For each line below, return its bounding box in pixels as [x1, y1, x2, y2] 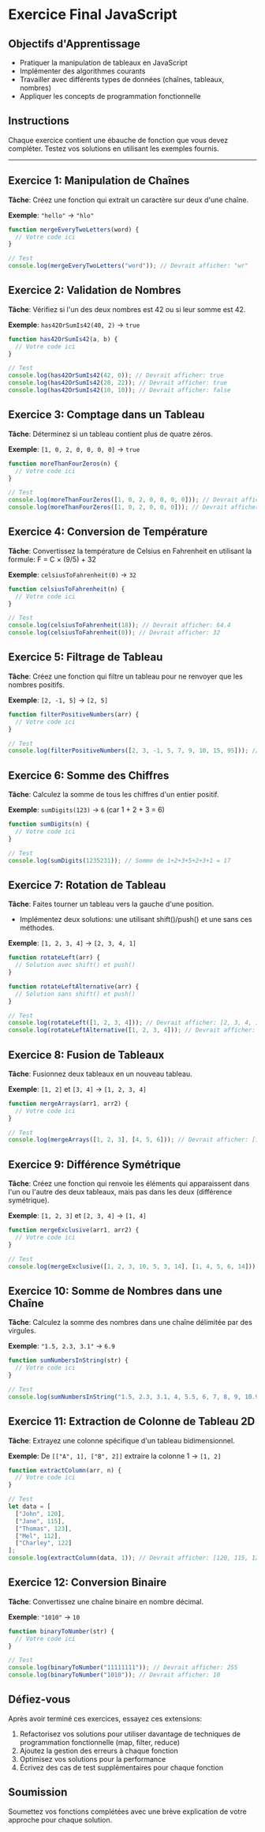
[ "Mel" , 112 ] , [15, 1532, 62, 1540]
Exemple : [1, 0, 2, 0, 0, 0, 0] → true [8, 444, 140, 453]
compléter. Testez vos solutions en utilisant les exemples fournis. [8, 144, 219, 153]
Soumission [8, 1785, 68, 1799]
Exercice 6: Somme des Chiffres [8, 769, 170, 782]
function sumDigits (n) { [8, 820, 90, 829]
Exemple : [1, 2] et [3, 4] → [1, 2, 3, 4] [8, 1084, 147, 1093]
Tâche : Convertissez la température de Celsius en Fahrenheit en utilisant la [8, 546, 252, 555]
